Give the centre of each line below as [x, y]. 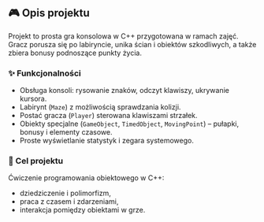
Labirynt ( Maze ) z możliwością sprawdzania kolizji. [100, 107]
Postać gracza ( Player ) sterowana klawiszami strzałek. [109, 116]
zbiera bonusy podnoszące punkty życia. [75, 53]
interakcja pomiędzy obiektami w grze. [82, 210]
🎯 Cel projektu [36, 161]
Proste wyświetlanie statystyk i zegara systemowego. [107, 141]
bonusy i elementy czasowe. [66, 132]
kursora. [33, 99]
